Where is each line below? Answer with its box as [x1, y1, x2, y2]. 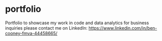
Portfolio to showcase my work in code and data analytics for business [5, 20, 149, 26]
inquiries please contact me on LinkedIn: [5, 25, 88, 31]
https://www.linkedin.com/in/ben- [88, 25, 157, 31]
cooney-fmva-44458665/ [5, 30, 58, 36]
